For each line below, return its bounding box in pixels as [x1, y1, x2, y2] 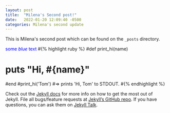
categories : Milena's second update [5, 22, 84, 27]
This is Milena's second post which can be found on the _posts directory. [5, 36, 160, 42]
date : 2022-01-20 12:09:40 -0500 [5, 17, 82, 22]
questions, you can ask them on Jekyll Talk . [5, 102, 98, 108]
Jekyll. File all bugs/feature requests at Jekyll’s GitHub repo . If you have [5, 96, 157, 103]
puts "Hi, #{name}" [5, 64, 90, 76]
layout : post [5, 7, 33, 13]
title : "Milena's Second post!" [5, 12, 77, 17]
